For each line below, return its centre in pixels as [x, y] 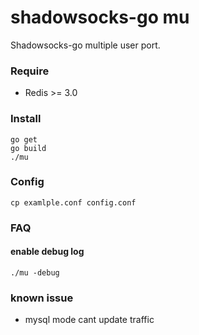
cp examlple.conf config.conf [73, 202]
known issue [42, 298]
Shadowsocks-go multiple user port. [85, 45]
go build [28, 148]
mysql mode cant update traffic [89, 320]
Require [30, 71]
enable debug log [47, 252]
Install [26, 119]
